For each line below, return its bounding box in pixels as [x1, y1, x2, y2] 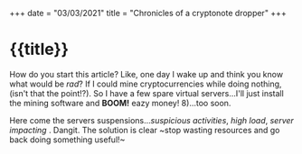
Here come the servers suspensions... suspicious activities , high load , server [9, 114, 294, 125]
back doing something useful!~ [9, 134, 126, 145]
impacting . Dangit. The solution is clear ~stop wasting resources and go [9, 124, 280, 135]
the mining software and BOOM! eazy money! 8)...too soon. [9, 97, 231, 108]
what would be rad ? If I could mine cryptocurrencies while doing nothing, [9, 78, 282, 89]
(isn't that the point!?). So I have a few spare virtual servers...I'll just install [9, 87, 285, 98]
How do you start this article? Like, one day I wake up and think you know [9, 68, 283, 79]
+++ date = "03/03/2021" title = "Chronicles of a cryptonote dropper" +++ [9, 8, 287, 18]
